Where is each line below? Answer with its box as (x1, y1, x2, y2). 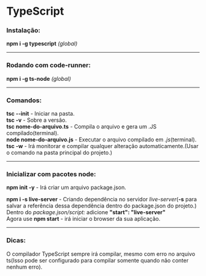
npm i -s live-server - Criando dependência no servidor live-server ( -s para (6, 196, 197, 203)
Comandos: (6, 96, 42, 105)
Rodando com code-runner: (6, 61, 91, 70)
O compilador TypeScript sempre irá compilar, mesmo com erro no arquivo (6, 250, 196, 258)
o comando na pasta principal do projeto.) (6, 149, 112, 157)
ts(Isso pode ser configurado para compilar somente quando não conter (6, 256, 189, 264)
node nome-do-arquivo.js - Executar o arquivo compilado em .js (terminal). (6, 136, 197, 143)
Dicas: (6, 236, 26, 245)
